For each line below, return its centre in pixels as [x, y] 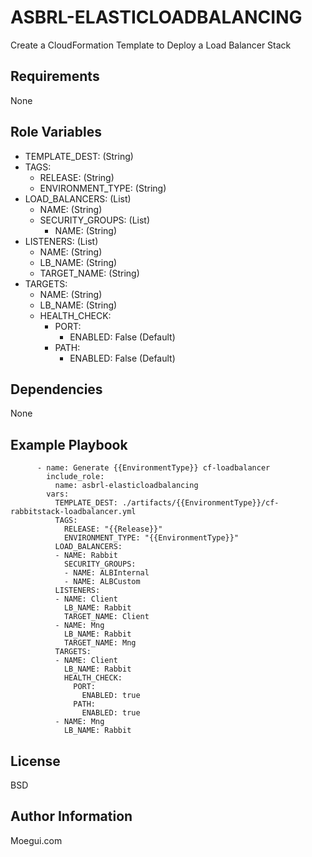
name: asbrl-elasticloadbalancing [126, 486]
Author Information [71, 816]
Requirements [55, 76]
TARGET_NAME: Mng [100, 643]
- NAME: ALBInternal [106, 573]
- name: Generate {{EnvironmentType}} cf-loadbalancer [153, 468]
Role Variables [56, 132]
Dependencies [56, 389]
